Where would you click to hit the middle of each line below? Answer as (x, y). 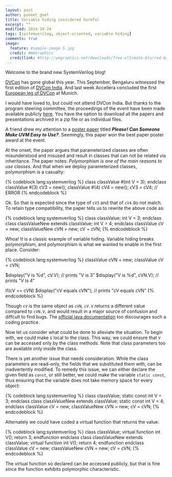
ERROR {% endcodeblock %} (36, 193)
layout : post (19, 10)
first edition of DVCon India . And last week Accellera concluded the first (81, 88)
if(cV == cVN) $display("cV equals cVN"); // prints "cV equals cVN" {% (80, 291)
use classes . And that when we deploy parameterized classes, (71, 167)
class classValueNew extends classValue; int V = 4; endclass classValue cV (84, 224)
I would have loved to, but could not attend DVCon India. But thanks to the (83, 103)
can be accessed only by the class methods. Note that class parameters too (85, 343)
